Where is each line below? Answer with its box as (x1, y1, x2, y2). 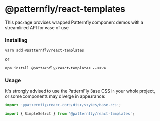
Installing (5, 36, 28, 43)
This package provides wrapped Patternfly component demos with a (5, 19, 143, 25)
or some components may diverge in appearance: (5, 93, 106, 99)
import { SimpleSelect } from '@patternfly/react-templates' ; (5, 111, 135, 116)
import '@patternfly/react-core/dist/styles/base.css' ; (5, 103, 121, 107)
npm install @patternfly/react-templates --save (5, 66, 106, 71)
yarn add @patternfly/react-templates (5, 48, 84, 53)
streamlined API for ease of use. (5, 24, 70, 30)
